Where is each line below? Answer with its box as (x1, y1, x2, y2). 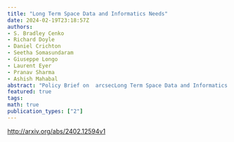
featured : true (7, 88, 52, 95)
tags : (7, 95, 23, 102)
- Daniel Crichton (7, 43, 61, 50)
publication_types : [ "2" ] (7, 108, 83, 115)
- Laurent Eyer (7, 62, 52, 69)
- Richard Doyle (7, 36, 55, 43)
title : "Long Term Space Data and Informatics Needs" (7, 10, 169, 17)
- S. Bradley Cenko (7, 29, 65, 37)
